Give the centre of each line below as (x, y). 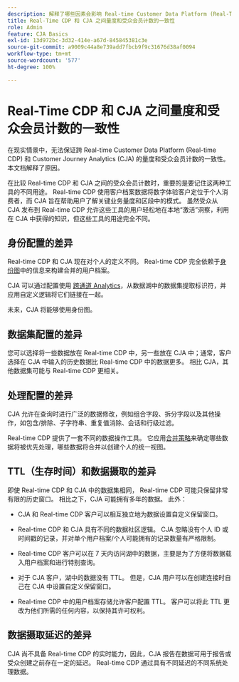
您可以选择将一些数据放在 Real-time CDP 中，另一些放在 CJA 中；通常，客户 (119, 353)
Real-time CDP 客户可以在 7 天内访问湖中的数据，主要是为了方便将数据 (121, 553)
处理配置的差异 (40, 396)
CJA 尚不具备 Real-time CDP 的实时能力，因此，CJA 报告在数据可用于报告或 (119, 653)
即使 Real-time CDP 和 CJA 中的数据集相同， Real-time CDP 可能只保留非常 (118, 490)
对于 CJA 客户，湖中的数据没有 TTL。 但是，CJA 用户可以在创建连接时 (121, 577)
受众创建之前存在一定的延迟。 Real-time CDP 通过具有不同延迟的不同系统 (115, 662)
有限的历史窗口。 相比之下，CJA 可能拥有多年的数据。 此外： (97, 499)
